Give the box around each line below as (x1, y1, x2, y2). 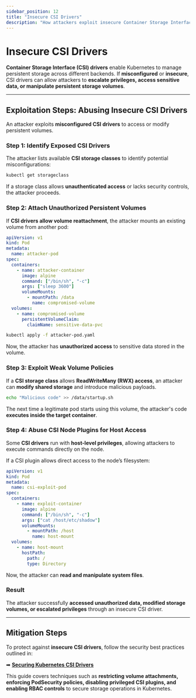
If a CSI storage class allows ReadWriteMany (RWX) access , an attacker (6, 377, 183, 384)
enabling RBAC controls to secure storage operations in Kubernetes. (6, 685, 172, 692)
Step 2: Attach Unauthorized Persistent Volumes (6, 204, 147, 212)
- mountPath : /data (27, 295, 75, 300)
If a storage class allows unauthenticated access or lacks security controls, (6, 183, 190, 190)
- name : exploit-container (16, 501, 82, 507)
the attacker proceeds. (6, 189, 61, 196)
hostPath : (21, 550, 45, 556)
